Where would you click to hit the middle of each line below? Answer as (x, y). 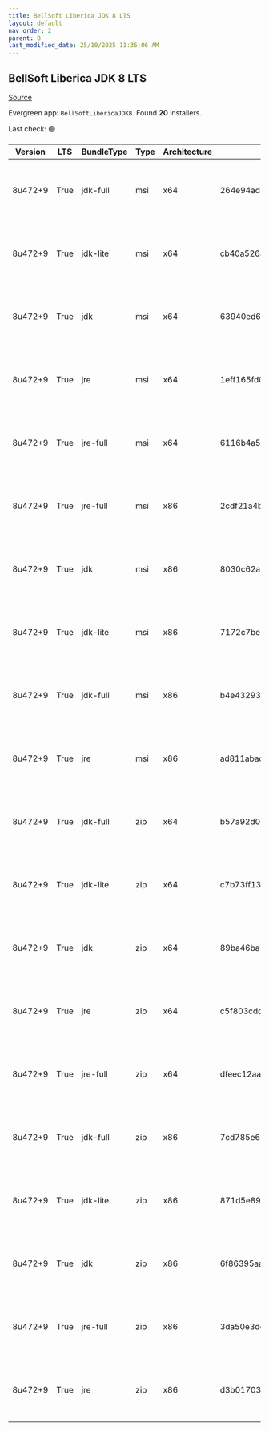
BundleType (104, 152)
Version (30, 152)
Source (20, 97)
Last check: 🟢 (32, 128)
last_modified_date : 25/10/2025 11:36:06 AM (84, 46)
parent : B (25, 38)
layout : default (35, 23)
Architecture (187, 152)
